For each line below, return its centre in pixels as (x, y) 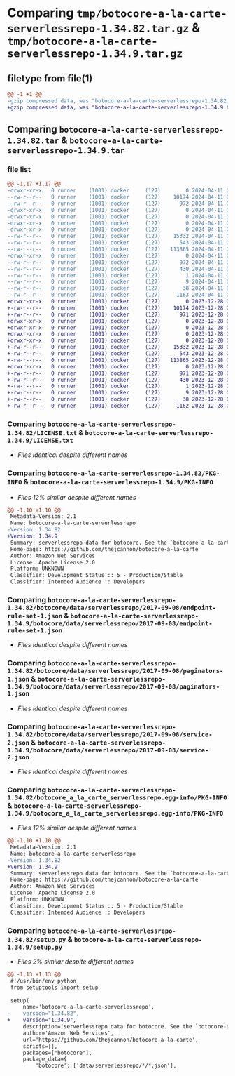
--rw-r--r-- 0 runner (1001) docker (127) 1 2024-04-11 (115, 275)
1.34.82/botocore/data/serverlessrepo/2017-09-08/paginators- (115, 671)
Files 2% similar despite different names (76, 962)
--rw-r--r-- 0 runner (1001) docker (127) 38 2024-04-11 (115, 288)
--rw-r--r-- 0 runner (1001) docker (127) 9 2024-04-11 (115, 282)
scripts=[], (40, 1046)
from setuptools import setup (54, 988)
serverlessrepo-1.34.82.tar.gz (98, 29)
